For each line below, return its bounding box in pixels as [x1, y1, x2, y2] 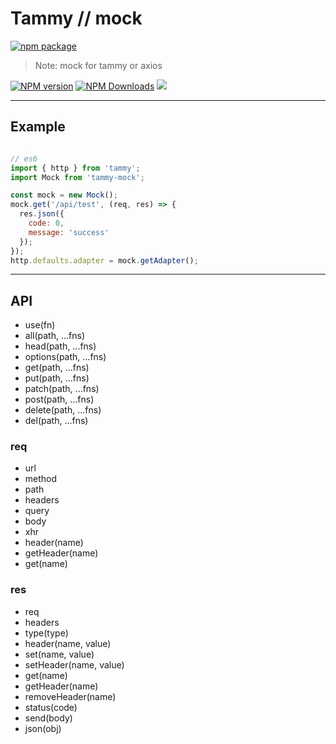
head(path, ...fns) [24, 340, 97, 352]
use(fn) [24, 319, 56, 331]
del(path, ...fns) [24, 415, 89, 427]
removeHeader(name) [24, 690, 117, 702]
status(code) [24, 701, 78, 713]
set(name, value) [24, 648, 95, 660]
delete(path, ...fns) [24, 404, 102, 416]
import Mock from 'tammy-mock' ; [10, 172, 145, 182]
